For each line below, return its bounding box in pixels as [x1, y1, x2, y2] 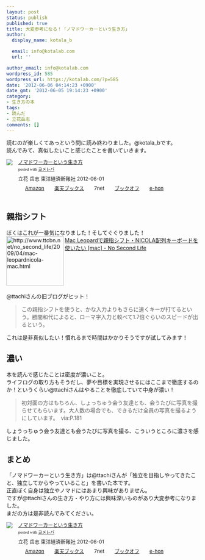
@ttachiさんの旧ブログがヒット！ [6, 292, 90, 300]
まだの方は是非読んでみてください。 [6, 510, 97, 517]
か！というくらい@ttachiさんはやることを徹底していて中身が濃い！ [6, 386, 175, 393]
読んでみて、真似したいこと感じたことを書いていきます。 [6, 147, 149, 154]
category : [6, 93, 32, 99]
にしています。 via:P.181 [21, 414, 82, 422]
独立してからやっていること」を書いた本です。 [16, 479, 134, 487]
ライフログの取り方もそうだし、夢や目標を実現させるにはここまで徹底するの [6, 378, 199, 386]
